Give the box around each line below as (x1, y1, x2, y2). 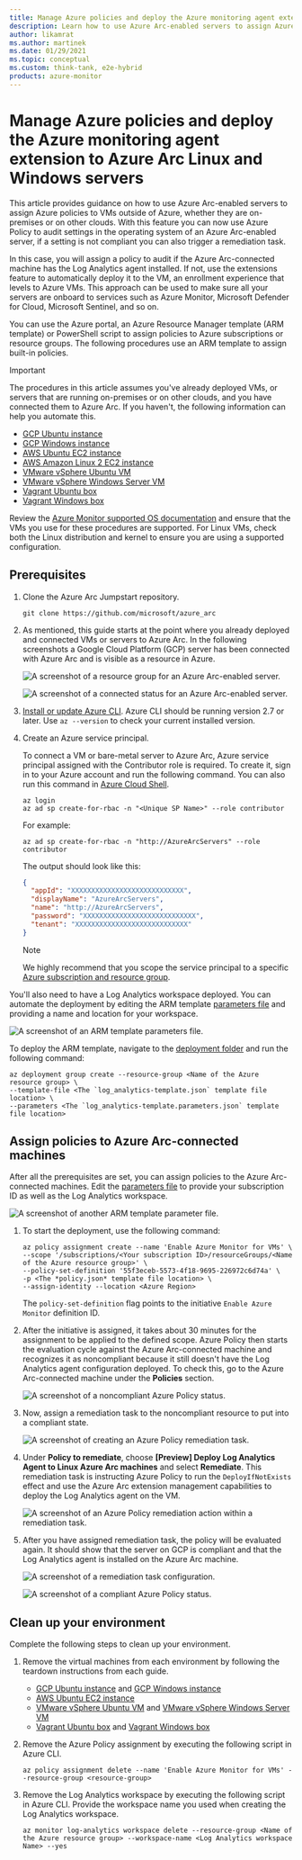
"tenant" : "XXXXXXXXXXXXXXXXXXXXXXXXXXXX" (31, 920, 192, 929)
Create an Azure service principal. (22, 732, 150, 743)
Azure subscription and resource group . (22, 971, 171, 982)
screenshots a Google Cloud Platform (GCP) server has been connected (22, 643, 290, 654)
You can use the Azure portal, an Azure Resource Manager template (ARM (9, 319, 285, 329)
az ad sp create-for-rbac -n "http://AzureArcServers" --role (22, 837, 261, 846)
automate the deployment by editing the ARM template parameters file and (9, 998, 286, 1009)
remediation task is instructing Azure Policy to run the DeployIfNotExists (22, 1471, 292, 1482)
